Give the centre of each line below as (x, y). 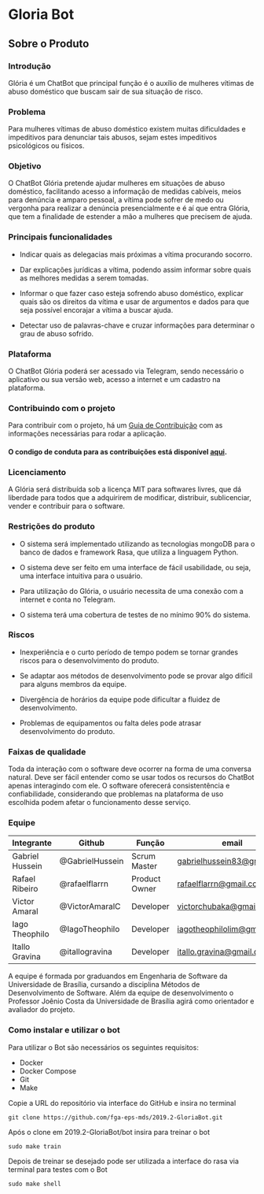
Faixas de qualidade (47, 751)
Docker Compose (48, 1071)
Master (144, 866)
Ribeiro (25, 889)
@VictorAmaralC (90, 907)
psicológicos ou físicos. (46, 146)
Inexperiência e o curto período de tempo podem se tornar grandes (128, 652)
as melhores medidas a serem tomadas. (84, 278)
